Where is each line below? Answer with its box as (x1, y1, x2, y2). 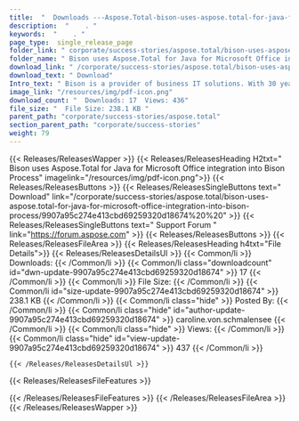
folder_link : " (9, 46, 66, 55)
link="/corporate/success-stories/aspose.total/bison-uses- (52, 190, 270, 201)
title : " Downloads (9, 12, 90, 22)
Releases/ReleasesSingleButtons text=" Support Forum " (9, 219, 217, 230)
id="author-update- (173, 304, 246, 315)
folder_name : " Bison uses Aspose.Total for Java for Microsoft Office (9, 54, 280, 63)
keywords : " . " (9, 29, 86, 38)
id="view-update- (114, 333, 181, 344)
